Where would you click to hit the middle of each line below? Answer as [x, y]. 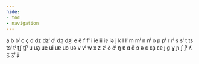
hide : [13, 12]
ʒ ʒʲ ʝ [13, 54]
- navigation [23, 23]
